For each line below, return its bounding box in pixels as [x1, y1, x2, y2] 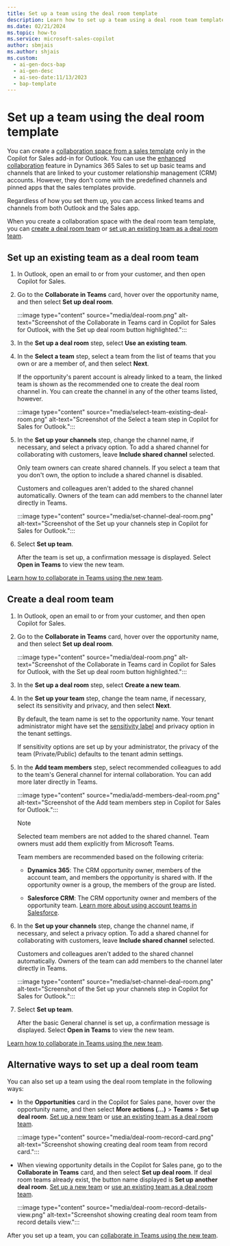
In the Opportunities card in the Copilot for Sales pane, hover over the [16, 1098, 216, 1106]
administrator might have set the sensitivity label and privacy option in [16, 721, 215, 730]
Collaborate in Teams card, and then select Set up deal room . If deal [16, 1168, 212, 1176]
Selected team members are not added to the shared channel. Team [16, 832, 209, 840]
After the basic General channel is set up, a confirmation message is [16, 1018, 210, 1027]
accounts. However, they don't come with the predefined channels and [7, 176, 207, 184]
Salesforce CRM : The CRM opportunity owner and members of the [27, 894, 217, 902]
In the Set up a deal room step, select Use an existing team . [16, 339, 188, 347]
